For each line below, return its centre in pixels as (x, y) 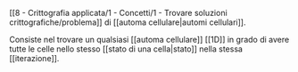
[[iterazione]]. (34, 58)
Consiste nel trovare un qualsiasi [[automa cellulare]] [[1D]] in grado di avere (149, 40)
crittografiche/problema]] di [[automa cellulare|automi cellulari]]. (128, 22)
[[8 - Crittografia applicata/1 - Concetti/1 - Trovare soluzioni (118, 13)
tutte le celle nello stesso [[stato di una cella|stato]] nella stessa (126, 49)
